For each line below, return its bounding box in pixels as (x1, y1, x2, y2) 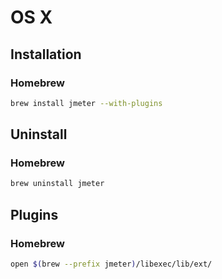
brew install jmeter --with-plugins (10, 98, 163, 108)
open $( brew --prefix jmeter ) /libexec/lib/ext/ (10, 259, 213, 269)
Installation (10, 46, 82, 63)
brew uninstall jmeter (10, 179, 105, 189)
